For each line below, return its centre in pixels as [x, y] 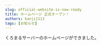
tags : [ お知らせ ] [21, 23]
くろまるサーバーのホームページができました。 [52, 38]
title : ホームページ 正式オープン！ [37, 14]
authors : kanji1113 [25, 19]
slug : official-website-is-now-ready [43, 10]
